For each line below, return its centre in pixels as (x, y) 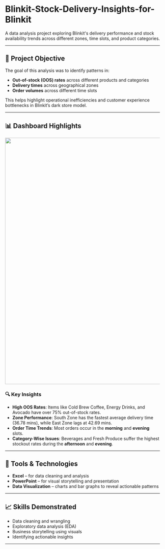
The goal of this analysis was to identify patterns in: (57, 70)
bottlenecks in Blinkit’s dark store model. (46, 105)
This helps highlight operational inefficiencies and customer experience (77, 100)
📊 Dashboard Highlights (43, 126)
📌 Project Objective (35, 58)
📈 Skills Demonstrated (41, 507)
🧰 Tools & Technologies (41, 464)
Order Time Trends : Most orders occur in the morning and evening (81, 428)
